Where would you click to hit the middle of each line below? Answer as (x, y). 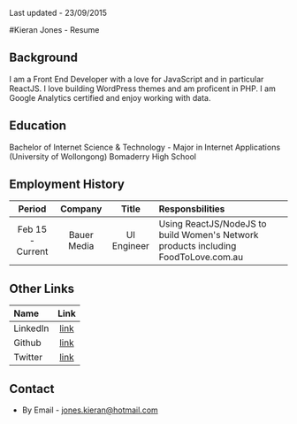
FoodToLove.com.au (201, 258)
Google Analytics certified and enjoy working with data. (110, 97)
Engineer (131, 246)
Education (38, 126)
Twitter (28, 358)
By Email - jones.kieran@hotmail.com (90, 410)
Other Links (42, 288)
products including (198, 246)
